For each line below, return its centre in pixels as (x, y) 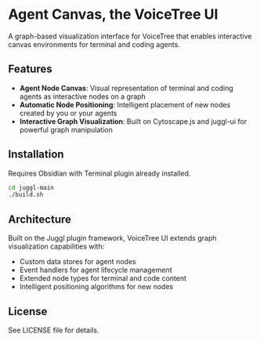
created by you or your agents (68, 113)
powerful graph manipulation (66, 129)
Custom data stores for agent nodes (78, 262)
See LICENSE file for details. (54, 330)
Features (30, 69)
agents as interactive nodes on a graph (83, 96)
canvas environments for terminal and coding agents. (94, 44)
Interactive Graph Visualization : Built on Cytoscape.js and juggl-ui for (133, 121)
